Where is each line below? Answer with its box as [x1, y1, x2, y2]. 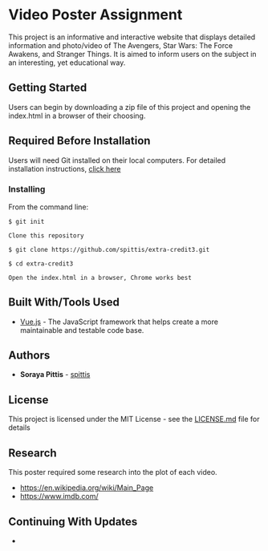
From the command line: [8, 202, 89, 212]
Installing [8, 184, 46, 195]
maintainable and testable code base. [19, 325, 144, 334]
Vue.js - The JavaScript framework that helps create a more [19, 317, 219, 326]
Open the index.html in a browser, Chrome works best [8, 273, 193, 282]
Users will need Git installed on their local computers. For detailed [8, 155, 226, 165]
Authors [8, 349, 51, 363]
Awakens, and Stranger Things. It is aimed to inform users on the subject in [8, 49, 257, 59]
